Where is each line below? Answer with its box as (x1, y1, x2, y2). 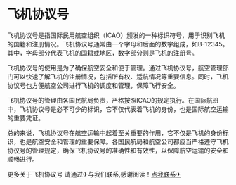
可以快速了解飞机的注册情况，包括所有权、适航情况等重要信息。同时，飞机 (13, 72, 229, 81)
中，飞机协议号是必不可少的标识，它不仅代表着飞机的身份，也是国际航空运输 (7, 105, 229, 113)
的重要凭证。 (7, 113, 44, 122)
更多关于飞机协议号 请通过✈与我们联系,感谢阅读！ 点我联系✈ (7, 170, 181, 178)
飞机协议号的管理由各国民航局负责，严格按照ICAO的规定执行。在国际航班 (7, 96, 219, 104)
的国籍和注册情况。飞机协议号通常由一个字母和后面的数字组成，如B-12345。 (7, 39, 229, 48)
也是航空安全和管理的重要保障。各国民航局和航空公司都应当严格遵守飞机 (19, 137, 229, 146)
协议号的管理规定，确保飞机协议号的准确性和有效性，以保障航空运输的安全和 (7, 146, 229, 155)
